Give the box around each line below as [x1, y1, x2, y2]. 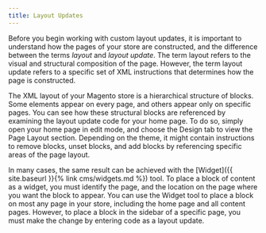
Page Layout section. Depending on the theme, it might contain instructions [8, 132, 255, 143]
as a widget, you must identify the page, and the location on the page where [8, 181, 258, 191]
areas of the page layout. [8, 150, 91, 159]
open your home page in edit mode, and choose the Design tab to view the [8, 124, 253, 134]
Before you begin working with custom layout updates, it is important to [8, 33, 242, 43]
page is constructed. [8, 75, 76, 85]
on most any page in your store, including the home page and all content [8, 199, 246, 208]
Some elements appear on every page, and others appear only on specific [8, 99, 252, 109]
